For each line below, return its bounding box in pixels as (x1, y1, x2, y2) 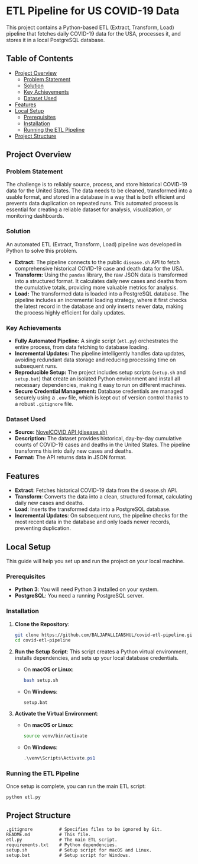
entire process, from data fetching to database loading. (14, 344, 150, 351)
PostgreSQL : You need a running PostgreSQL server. (14, 592, 144, 599)
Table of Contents (6, 53, 74, 63)
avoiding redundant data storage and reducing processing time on (14, 356, 176, 363)
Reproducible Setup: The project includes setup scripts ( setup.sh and (14, 369, 186, 376)
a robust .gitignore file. (14, 401, 74, 408)
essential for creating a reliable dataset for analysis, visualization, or (6, 206, 171, 213)
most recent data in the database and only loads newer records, (14, 518, 171, 526)
